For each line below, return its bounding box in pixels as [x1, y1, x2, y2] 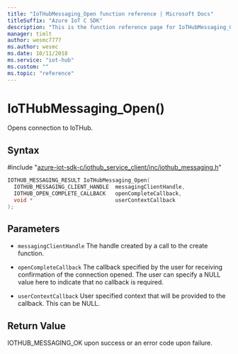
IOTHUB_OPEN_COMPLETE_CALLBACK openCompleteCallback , [13, 190, 182, 197]
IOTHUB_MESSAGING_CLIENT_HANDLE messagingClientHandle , [13, 184, 186, 191]
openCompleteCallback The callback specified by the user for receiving [17, 263, 223, 272]
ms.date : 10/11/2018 [7, 50, 69, 57]
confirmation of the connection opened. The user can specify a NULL [17, 270, 221, 279]
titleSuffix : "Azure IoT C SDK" [7, 17, 103, 24]
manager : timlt [7, 30, 52, 38]
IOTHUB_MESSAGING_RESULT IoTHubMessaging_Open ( [7, 177, 151, 184]
